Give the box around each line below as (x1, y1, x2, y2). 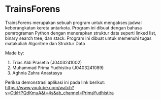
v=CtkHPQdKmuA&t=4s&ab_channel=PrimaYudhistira (5, 90, 114, 96)
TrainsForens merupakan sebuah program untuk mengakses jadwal (5, 20, 142, 25)
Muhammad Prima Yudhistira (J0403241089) (12, 65, 104, 71)
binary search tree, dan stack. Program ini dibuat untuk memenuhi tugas (5, 35, 152, 41)
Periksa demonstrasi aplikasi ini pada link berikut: (5, 79, 105, 85)
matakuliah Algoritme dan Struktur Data (5, 40, 85, 46)
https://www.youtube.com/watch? (5, 84, 74, 90)
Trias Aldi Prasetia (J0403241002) (12, 59, 82, 65)
